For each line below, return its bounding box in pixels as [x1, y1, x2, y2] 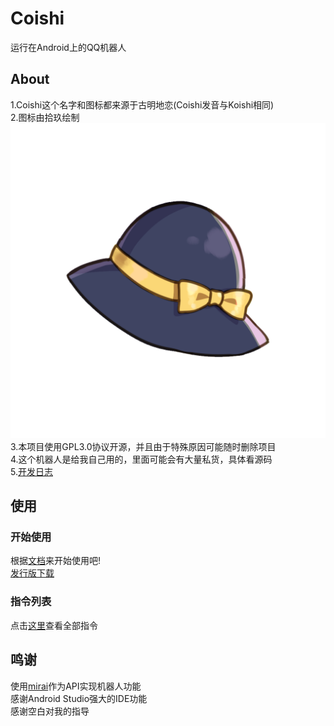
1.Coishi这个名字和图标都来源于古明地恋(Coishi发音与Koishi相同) [10, 98, 275, 111]
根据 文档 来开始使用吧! [10, 555, 102, 567]
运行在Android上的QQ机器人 [10, 41, 127, 53]
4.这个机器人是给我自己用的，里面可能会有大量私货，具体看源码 [10, 453, 273, 465]
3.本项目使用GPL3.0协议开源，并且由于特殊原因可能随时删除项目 [10, 440, 277, 452]
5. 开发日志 [10, 465, 53, 477]
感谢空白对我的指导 [10, 705, 90, 717]
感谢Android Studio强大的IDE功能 [10, 692, 148, 704]
